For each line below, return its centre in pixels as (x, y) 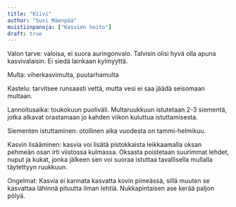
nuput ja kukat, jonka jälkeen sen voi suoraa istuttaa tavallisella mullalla (110, 160)
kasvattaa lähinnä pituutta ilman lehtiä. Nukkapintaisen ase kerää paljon (111, 189)
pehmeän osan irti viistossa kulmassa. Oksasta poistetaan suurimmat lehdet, (118, 152)
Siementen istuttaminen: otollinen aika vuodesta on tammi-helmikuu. (107, 131)
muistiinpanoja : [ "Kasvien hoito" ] (60, 27)
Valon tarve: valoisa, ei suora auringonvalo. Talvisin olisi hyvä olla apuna (112, 54)
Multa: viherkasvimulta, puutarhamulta (63, 75)
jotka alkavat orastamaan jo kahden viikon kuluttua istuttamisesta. (103, 117)
